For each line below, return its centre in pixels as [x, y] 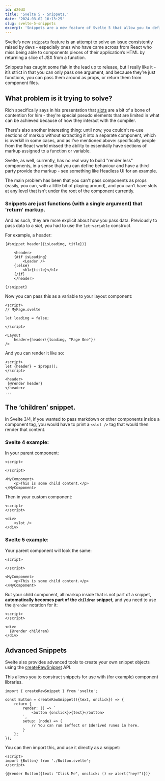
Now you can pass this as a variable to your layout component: [69, 296]
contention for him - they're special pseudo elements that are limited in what [82, 115]
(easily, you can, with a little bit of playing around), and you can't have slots [81, 185]
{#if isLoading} [31, 257]
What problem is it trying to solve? [59, 98]
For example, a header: [28, 235]
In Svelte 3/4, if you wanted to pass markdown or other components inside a [82, 419]
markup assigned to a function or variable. [48, 151]
